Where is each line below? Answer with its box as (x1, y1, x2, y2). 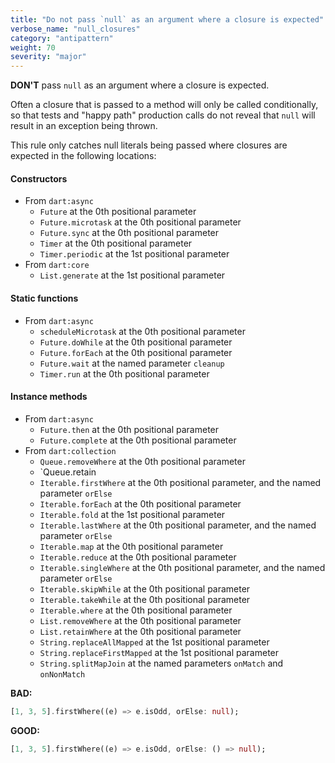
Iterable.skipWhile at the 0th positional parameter (39, 582, 251, 595)
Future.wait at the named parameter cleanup (39, 357, 225, 369)
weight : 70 (10, 42, 56, 53)
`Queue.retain (39, 466, 97, 478)
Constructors (10, 172, 68, 185)
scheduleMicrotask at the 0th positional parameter (39, 325, 246, 337)
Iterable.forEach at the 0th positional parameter (39, 497, 242, 510)
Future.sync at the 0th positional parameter (39, 227, 220, 239)
